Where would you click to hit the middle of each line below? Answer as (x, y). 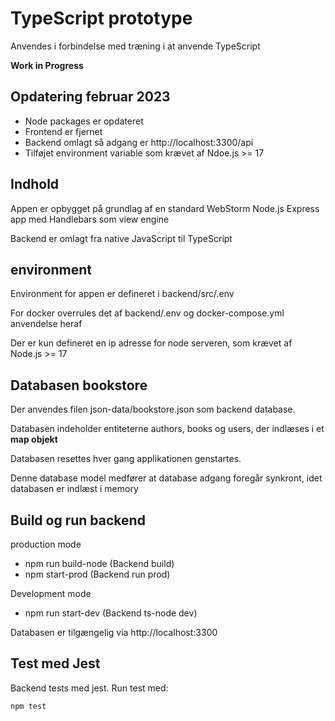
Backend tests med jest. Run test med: (89, 688)
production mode (46, 544)
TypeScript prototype (101, 18)
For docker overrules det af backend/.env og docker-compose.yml (147, 313)
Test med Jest (55, 663)
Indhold (35, 184)
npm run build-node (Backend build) (99, 563)
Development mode (51, 593)
